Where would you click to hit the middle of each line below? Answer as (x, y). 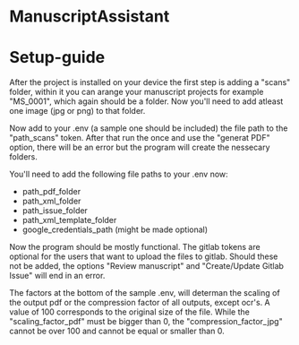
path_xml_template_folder (69, 220)
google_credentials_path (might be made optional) (115, 229)
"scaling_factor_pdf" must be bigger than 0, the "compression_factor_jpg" (146, 322)
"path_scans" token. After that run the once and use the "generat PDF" (140, 138)
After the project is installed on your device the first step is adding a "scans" (150, 82)
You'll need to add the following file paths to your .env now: (119, 174)
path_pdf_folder (51, 192)
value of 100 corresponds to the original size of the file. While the (130, 312)
